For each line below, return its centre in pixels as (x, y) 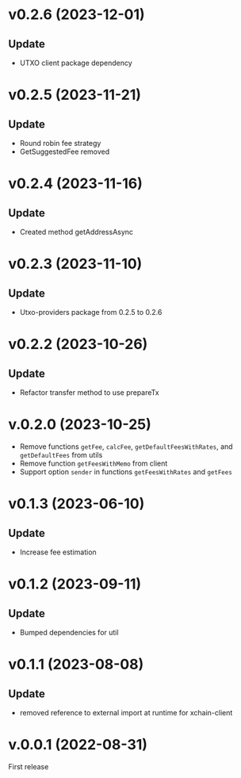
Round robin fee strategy (60, 143)
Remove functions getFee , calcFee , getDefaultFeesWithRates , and (126, 446)
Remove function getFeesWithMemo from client (94, 463)
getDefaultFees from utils (61, 454)
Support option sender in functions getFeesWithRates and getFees (126, 471)
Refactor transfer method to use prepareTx (90, 393)
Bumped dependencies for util (69, 632)
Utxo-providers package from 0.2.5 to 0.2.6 (91, 312)
